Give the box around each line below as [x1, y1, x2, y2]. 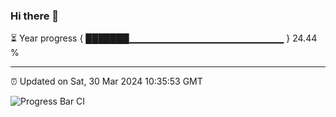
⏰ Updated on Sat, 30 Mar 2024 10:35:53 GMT [10, 75, 203, 88]
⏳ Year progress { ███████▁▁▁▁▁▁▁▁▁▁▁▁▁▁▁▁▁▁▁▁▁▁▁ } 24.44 [10, 32, 318, 44]
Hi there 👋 [10, 9, 60, 23]
